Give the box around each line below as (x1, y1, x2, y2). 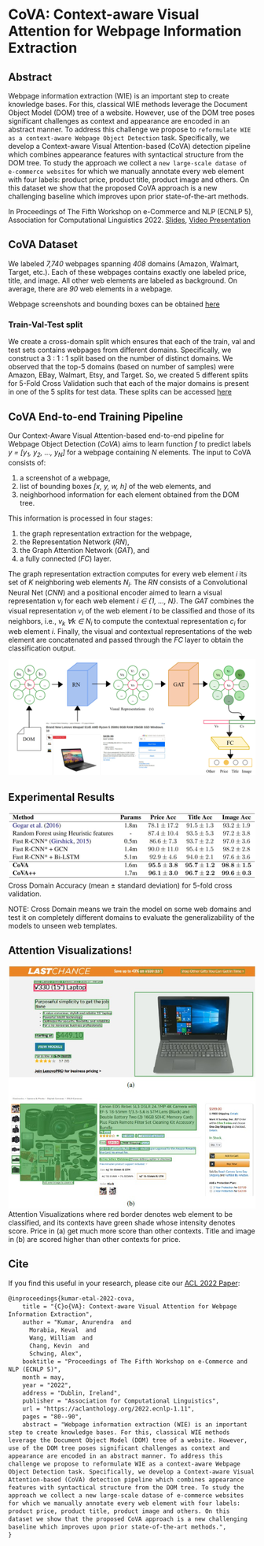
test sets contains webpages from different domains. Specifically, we (8, 345, 232, 355)
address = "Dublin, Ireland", (22, 1388, 122, 1397)
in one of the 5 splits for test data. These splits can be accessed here (8, 387, 232, 397)
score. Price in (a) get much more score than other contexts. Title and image (8, 1226, 255, 1236)
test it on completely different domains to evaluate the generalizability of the (8, 912, 255, 922)
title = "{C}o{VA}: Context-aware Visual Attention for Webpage (22, 1302, 237, 1311)
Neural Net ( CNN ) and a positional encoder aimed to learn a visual (8, 588, 222, 597)
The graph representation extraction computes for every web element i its (8, 569, 247, 578)
